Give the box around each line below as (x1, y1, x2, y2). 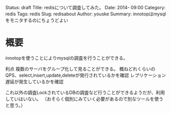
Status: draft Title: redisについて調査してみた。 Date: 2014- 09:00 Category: (5, 5, 166, 10)
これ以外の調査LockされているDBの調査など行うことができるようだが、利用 (5, 89, 165, 96)
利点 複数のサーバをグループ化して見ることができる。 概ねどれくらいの (5, 65, 156, 72)
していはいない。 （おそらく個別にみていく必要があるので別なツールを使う (5, 96, 164, 102)
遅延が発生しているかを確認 (5, 78, 64, 84)
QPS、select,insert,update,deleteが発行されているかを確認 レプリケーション (5, 72, 166, 78)
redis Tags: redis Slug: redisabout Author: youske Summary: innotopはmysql (5, 11, 166, 17)
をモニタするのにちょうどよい (5, 17, 68, 23)
